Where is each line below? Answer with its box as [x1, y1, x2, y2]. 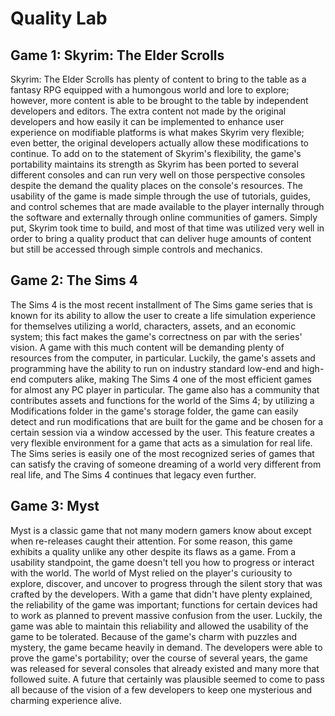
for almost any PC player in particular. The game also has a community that [10, 383, 320, 396]
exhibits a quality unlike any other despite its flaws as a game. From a [10, 545, 297, 557]
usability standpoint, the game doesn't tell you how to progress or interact [10, 556, 315, 568]
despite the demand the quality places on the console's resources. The [10, 180, 303, 191]
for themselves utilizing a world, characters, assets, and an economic [10, 320, 297, 332]
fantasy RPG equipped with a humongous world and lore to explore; [10, 84, 290, 96]
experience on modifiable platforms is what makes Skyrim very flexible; [10, 127, 305, 138]
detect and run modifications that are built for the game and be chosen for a [10, 415, 324, 427]
